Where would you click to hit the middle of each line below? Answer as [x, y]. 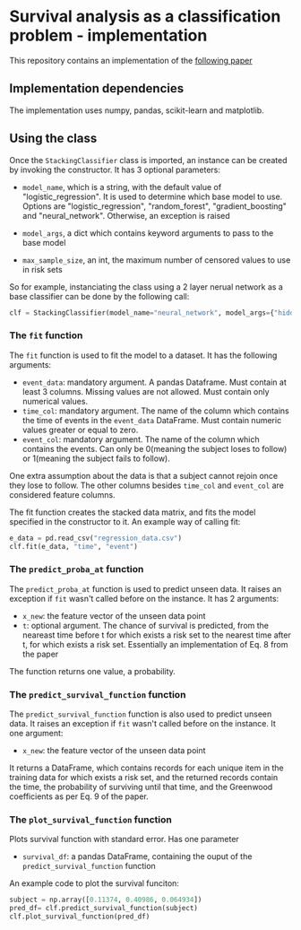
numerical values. [55, 401]
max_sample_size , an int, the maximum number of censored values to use [156, 260]
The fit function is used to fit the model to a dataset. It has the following [143, 355]
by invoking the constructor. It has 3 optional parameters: [115, 169]
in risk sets [42, 269]
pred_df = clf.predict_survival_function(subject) [104, 908]
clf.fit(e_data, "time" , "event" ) [74, 546]
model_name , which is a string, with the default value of [122, 187]
